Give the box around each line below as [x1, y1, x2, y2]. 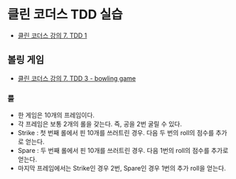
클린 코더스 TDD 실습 [7, 6, 123, 23]
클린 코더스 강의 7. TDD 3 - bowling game [17, 74, 136, 82]
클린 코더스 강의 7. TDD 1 [17, 31, 87, 40]
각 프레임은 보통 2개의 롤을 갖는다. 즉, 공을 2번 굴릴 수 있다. [17, 120, 183, 128]
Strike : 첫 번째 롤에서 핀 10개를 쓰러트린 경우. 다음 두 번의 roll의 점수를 [17, 129, 215, 137]
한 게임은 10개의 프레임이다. [17, 111, 95, 120]
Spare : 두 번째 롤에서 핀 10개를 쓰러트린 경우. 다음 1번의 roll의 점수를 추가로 [17, 146, 229, 155]
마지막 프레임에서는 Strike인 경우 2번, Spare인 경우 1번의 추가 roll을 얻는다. [17, 164, 226, 173]
